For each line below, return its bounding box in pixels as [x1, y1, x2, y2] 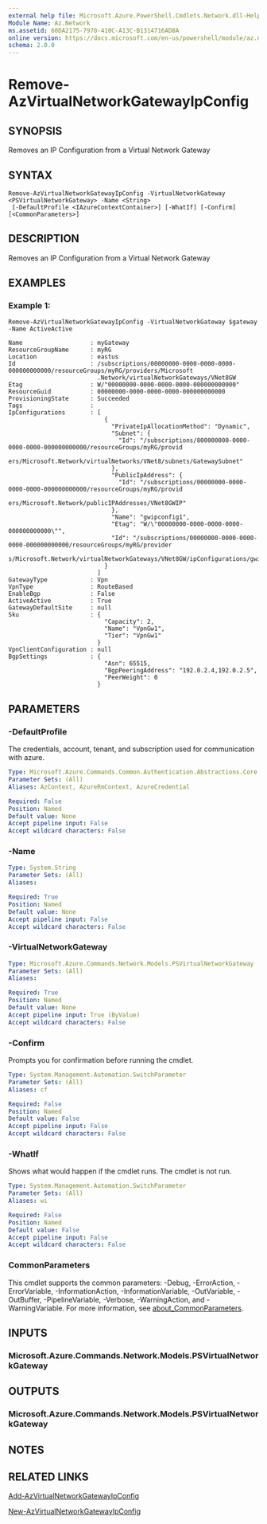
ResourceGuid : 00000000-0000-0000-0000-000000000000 [8, 388, 226, 396]
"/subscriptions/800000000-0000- [139, 437, 250, 445]
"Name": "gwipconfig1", [110, 513, 191, 522]
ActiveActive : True [8, 597, 112, 605]
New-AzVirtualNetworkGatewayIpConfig [8, 1506, 141, 1516]
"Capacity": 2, [104, 618, 155, 626]
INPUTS [8, 1326, 48, 1339]
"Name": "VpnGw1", [104, 625, 165, 633]
